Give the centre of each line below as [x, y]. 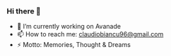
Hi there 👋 [24, 11]
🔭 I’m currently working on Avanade [69, 27]
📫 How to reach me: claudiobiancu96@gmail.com [90, 34]
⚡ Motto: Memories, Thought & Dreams [74, 45]
